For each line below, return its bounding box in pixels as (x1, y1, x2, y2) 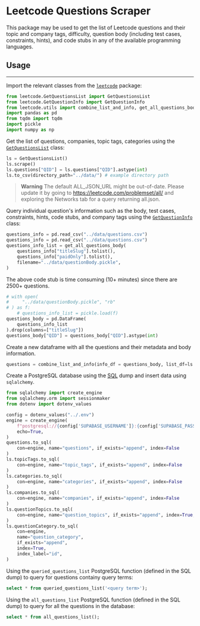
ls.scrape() (6, 161, 36, 167)
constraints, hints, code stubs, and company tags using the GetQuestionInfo (6, 213, 193, 221)
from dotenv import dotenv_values (6, 401, 92, 407)
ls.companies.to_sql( (6, 490, 60, 496)
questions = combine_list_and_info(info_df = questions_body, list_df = (6, 361, 187, 367)
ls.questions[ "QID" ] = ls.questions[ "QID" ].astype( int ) (6, 166, 148, 173)
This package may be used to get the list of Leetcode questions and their (6, 24, 186, 31)
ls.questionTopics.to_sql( (6, 506, 73, 512)
